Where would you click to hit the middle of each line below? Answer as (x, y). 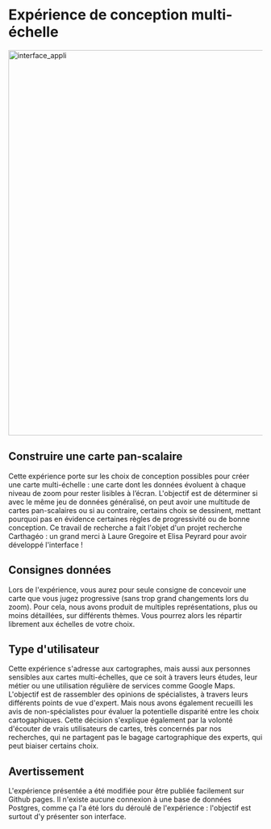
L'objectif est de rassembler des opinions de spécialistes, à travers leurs (128, 694)
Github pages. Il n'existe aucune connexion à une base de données (120, 800)
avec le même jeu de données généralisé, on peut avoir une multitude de (129, 502)
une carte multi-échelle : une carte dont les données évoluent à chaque (127, 484)
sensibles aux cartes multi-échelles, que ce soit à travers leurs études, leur (133, 677)
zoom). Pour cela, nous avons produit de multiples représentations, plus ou (133, 607)
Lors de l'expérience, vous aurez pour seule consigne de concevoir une (127, 589)
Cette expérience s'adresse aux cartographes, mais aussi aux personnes (129, 669)
